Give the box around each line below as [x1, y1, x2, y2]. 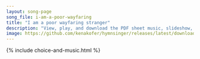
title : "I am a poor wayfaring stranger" [6, 19, 111, 25]
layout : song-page [6, 8, 52, 15]
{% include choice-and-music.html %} [6, 47, 101, 54]
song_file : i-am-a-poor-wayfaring [6, 14, 92, 20]
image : [6, 31, 23, 37]
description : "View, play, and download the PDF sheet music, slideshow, [6, 25, 193, 31]
